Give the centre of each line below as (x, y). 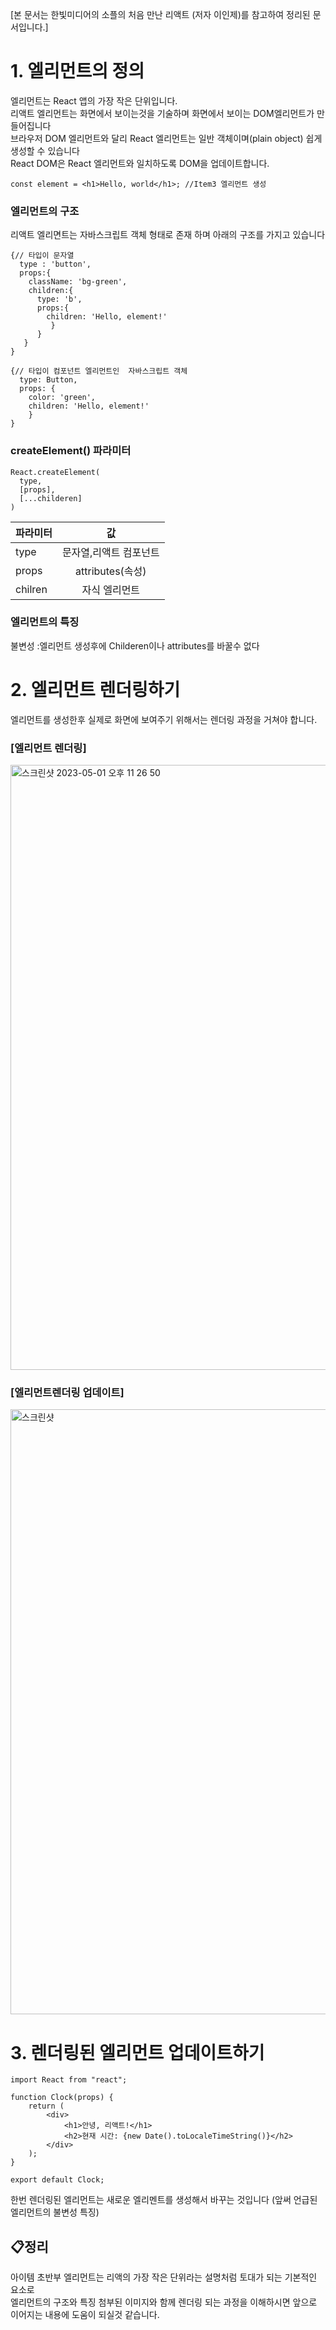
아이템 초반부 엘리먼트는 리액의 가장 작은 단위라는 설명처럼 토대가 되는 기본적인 (164, 2277)
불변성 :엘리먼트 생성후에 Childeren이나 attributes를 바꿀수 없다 (135, 645)
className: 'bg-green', (78, 282)
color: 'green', (62, 398)
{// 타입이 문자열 (42, 256)
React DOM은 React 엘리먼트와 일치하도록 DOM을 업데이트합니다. (140, 163)
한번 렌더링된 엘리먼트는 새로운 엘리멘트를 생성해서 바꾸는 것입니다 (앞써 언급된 (164, 2200)
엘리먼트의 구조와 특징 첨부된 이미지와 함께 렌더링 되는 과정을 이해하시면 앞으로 (164, 2302)
